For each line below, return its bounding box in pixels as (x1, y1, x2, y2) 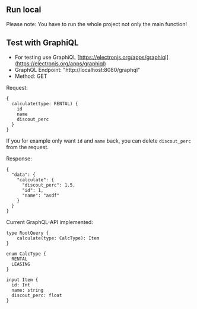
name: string (11, 287, 44, 293)
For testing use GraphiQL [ (14, 53, 80, 61)
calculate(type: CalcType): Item (17, 235, 100, 241)
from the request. (6, 143, 49, 150)
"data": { (11, 172, 36, 178)
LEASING (11, 261, 31, 267)
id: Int (11, 282, 31, 288)
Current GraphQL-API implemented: (6, 218, 93, 225)
